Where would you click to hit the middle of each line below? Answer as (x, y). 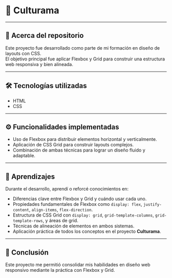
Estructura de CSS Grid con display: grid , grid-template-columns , (83, 215)
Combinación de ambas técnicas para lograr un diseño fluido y (79, 150)
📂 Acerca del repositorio (45, 36)
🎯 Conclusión (27, 252)
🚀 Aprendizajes (30, 176)
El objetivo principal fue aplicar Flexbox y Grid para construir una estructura (85, 59)
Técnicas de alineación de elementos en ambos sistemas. (73, 226)
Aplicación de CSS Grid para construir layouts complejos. (73, 145)
